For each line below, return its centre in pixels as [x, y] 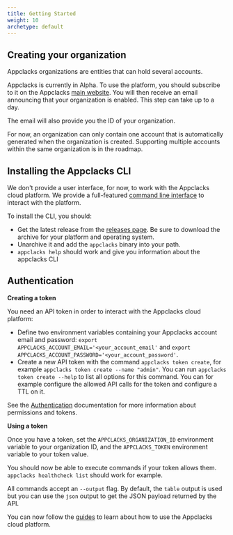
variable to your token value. [48, 454]
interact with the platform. [44, 202]
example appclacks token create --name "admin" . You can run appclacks [122, 369]
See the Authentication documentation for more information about [102, 405]
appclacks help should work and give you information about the [109, 252]
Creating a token [32, 297]
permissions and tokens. [42, 412]
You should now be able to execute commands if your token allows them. [112, 467]
